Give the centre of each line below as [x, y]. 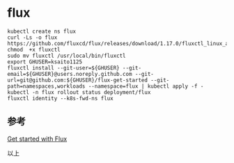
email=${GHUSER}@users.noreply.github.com [70, 74]
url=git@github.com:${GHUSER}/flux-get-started [78, 80]
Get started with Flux [37, 139]
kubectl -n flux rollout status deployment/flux [79, 92]
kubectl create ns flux [42, 31]
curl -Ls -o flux [32, 37]
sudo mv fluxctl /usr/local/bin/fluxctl [67, 56]
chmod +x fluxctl [34, 49]
